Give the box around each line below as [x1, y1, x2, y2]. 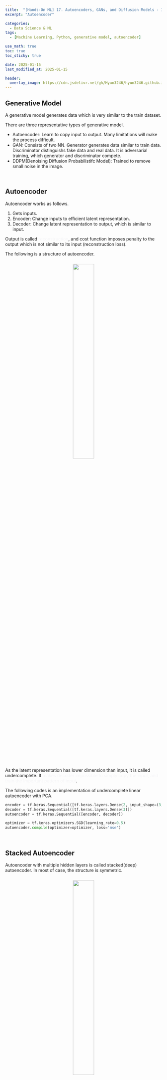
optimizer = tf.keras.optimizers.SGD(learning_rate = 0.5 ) [5, 821, 126, 826]
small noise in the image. [12, 163, 64, 169]
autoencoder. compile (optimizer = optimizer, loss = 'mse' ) [5, 825, 121, 831]
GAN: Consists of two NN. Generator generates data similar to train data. [12, 142, 162, 148]
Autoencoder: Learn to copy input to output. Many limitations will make [12, 131, 158, 137]
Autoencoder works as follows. [5, 201, 69, 207]
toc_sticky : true [5, 53, 41, 58]
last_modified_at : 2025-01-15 [5, 67, 68, 72]
